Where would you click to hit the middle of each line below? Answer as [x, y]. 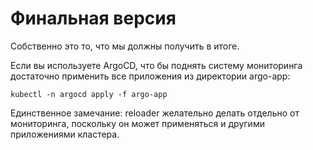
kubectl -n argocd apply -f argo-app [89, 94]
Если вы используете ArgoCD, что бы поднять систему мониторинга [156, 65]
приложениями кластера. [65, 134]
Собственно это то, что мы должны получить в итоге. [125, 46]
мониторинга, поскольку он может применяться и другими [137, 123]
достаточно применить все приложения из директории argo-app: [150, 76]
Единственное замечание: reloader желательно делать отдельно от [155, 113]
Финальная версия [93, 18]
